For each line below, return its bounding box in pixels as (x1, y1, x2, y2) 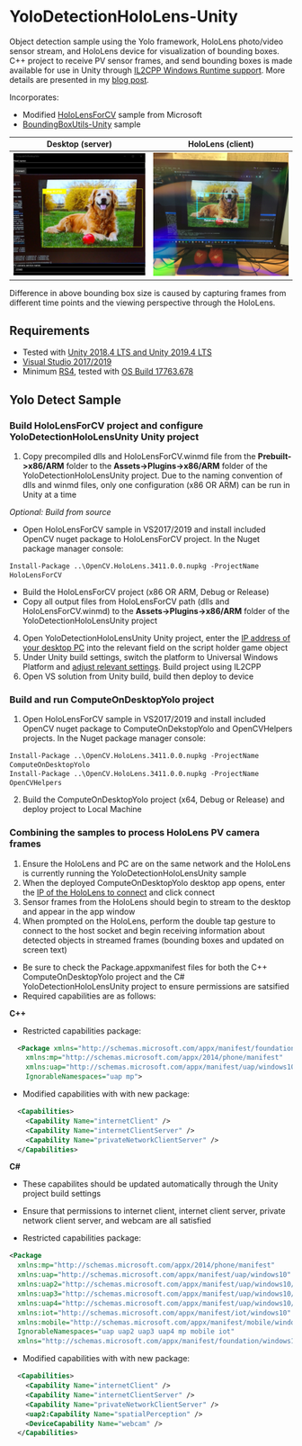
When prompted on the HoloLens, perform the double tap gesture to (22, 916, 276, 926)
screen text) (22, 944, 67, 955)
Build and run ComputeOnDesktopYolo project (9, 693, 215, 706)
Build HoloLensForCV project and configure (9, 419, 204, 431)
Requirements (9, 322, 90, 339)
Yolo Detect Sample (9, 392, 121, 407)
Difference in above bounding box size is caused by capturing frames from (9, 287, 287, 298)
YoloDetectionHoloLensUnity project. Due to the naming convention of (22, 470, 283, 481)
